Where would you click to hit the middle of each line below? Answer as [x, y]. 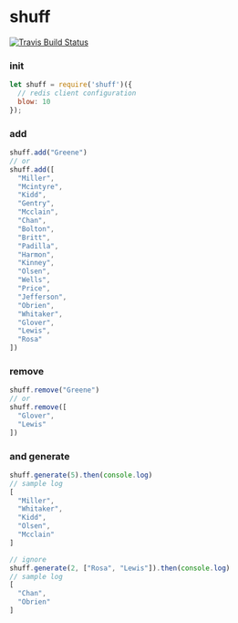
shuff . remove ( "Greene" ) [55, 390]
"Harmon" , [36, 254]
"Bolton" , [36, 229]
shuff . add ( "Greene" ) [49, 153]
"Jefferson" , [42, 297]
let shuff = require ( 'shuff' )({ [71, 85]
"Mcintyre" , [41, 186]
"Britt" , [34, 238]
